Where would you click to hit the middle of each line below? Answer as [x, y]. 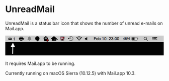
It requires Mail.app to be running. [40, 63]
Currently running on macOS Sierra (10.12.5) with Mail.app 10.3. [70, 73]
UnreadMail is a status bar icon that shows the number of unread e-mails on [84, 23]
